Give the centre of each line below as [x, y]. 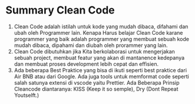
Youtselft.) [27, 95]
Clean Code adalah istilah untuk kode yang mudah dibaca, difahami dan [101, 26]
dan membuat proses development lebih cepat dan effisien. [86, 64]
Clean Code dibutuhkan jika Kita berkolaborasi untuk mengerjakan [94, 51]
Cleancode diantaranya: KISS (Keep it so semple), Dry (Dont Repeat [96, 89]
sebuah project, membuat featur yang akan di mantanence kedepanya [99, 58]
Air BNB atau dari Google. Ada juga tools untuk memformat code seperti [101, 76]
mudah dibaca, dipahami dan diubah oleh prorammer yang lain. [91, 45]
